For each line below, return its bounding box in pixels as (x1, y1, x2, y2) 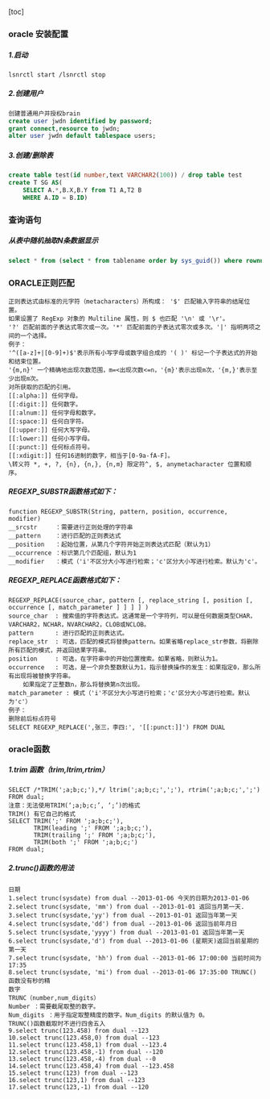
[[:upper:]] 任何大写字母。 (8, 426, 94, 434)
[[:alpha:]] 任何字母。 (8, 391, 82, 400)
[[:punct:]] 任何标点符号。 (8, 443, 94, 451)
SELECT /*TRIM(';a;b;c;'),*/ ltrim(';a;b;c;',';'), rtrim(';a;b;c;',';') (8, 785, 261, 793)
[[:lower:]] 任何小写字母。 (8, 435, 94, 443)
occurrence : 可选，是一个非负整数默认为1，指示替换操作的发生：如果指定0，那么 (8, 663, 256, 672)
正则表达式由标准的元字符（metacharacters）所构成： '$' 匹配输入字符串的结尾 (8, 298, 244, 306)
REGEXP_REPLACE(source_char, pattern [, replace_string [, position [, (8, 596, 253, 604)
